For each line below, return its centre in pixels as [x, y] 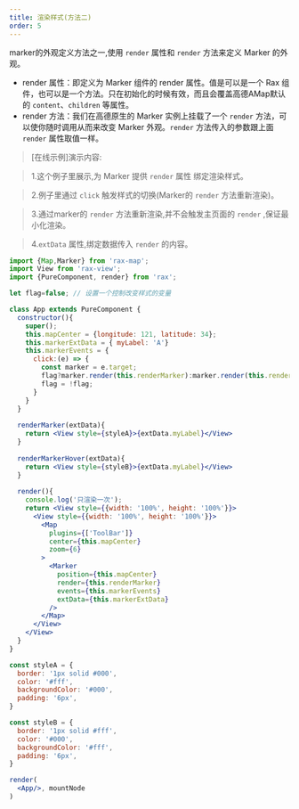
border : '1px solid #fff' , [67, 731]
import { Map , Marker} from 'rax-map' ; [79, 261]
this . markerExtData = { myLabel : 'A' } [97, 343]
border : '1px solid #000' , [67, 674]
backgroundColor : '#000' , [65, 690]
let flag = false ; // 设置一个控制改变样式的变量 [90, 294]
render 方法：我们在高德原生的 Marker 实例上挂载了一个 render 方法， [150, 116]
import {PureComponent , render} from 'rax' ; [93, 277]
